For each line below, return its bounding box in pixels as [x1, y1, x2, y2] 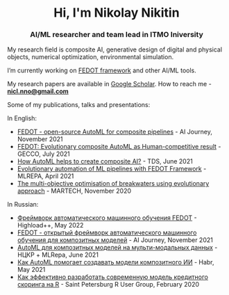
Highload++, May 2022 [17, 221, 84, 230]
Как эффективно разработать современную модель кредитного [17, 273, 208, 281]
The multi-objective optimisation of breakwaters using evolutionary [17, 180, 210, 188]
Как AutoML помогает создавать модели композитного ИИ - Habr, [17, 258, 214, 266]
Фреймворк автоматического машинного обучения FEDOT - [17, 214, 197, 222]
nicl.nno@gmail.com [7, 87, 69, 95]
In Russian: [7, 200, 39, 209]
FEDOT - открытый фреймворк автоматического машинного [17, 228, 197, 237]
